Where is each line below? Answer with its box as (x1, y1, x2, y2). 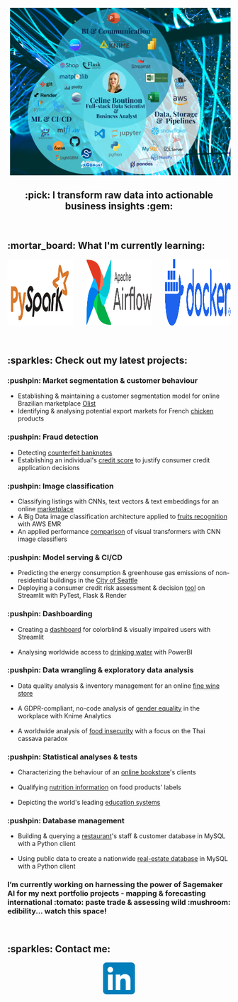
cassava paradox (17, 734, 68, 742)
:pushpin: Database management (7, 816, 125, 826)
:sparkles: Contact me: (7, 943, 111, 955)
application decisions (17, 463, 80, 472)
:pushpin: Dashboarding (7, 609, 93, 619)
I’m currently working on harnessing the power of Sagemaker (7, 880, 223, 890)
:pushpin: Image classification (7, 481, 114, 491)
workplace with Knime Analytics (17, 711, 112, 720)
